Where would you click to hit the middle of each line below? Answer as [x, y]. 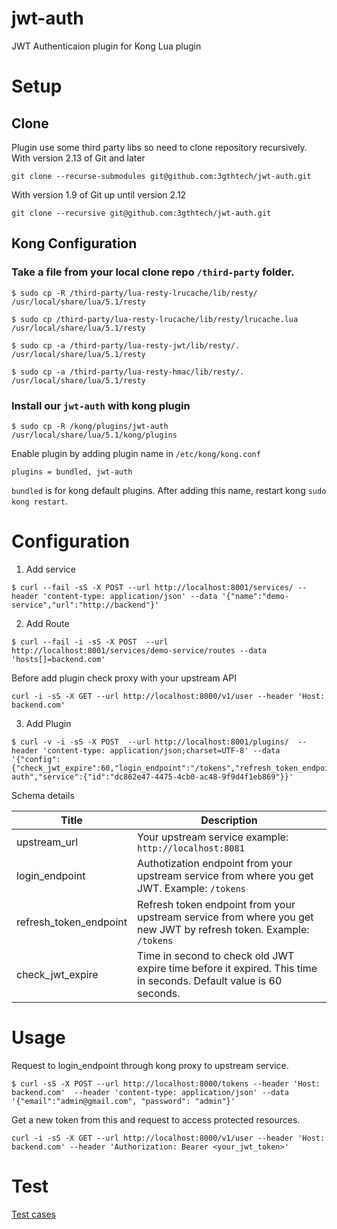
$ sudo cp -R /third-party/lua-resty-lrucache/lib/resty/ [134, 293]
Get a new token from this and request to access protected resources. [156, 1119]
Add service [50, 569]
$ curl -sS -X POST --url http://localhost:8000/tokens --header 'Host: [166, 1083]
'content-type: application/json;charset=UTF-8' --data [161, 750]
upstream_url [47, 842]
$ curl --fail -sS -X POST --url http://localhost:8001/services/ [152, 587]
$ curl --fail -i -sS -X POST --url [90, 642]
